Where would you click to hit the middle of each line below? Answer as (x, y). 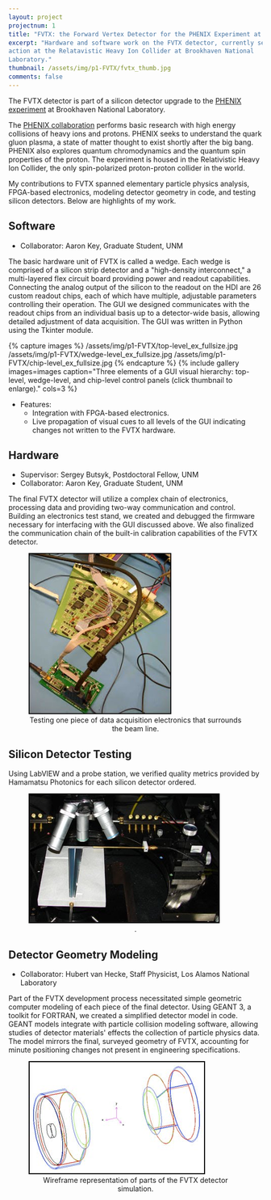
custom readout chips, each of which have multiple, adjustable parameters (132, 296)
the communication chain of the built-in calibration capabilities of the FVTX (133, 533)
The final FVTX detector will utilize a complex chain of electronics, (118, 499)
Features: (36, 404)
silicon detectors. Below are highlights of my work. (92, 200)
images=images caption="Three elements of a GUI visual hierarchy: (121, 371)
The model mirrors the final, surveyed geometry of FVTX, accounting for (129, 1041)
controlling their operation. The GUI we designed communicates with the (129, 304)
